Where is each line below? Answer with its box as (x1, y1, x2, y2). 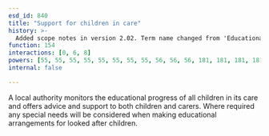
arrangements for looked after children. (8, 118, 139, 128)
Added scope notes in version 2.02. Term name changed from (15, 34, 220, 42)
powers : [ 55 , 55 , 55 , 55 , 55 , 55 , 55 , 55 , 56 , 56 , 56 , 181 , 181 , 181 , (8, 57, 250, 65)
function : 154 (8, 42, 56, 50)
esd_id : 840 (8, 11, 48, 20)
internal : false (8, 64, 62, 72)
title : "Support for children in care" (8, 19, 142, 27)
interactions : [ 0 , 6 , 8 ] (8, 49, 91, 57)
